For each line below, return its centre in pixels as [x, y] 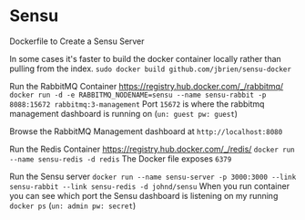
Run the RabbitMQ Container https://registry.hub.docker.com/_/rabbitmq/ [147, 86]
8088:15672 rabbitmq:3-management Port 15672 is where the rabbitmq [137, 104]
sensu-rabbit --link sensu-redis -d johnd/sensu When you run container [149, 186]
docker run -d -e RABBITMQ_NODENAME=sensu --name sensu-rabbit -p [138, 95]
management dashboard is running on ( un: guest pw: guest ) [124, 113]
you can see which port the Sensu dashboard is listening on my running [144, 195]
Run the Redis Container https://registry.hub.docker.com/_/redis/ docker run [152, 149]
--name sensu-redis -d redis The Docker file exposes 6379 [121, 158]
